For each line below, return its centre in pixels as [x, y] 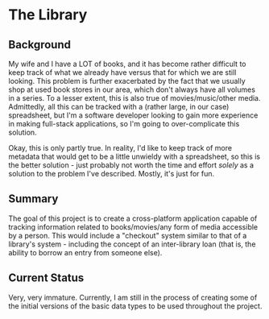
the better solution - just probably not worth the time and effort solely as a [131, 165]
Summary [33, 199]
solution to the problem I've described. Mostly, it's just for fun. [112, 174]
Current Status [46, 278]
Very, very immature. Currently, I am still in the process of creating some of [133, 297]
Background [39, 45]
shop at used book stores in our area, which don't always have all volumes [132, 89]
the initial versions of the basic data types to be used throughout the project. [135, 306]
